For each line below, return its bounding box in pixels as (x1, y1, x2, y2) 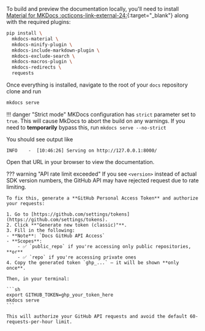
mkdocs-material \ (12, 36, 59, 42)
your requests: (6, 200, 45, 206)
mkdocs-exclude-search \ (12, 53, 75, 59)
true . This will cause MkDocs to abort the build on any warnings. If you (6, 117, 185, 125)
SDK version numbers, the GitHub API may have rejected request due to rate (6, 176, 199, 184)
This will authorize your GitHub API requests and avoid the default (6, 313, 188, 319)
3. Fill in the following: (6, 227, 75, 233)
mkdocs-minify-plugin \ (12, 41, 72, 48)
